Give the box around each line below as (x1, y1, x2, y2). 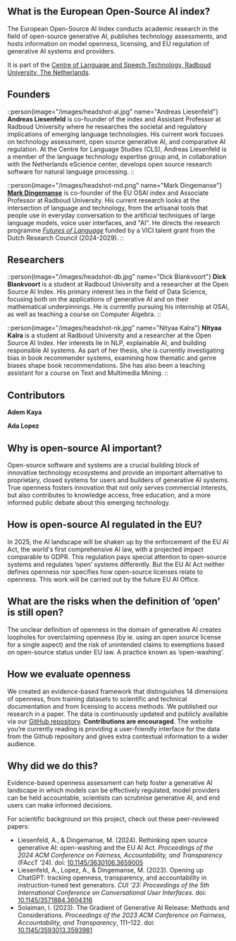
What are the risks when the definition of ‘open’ (7, 596, 221, 608)
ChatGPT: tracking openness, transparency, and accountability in (17, 873, 207, 882)
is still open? (7, 606, 64, 618)
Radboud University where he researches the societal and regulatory (7, 122, 207, 131)
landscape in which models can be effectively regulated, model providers (7, 786, 221, 795)
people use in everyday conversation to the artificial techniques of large (7, 211, 216, 220)
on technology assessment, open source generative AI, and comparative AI (7, 137, 226, 145)
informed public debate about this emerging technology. (7, 498, 171, 507)
